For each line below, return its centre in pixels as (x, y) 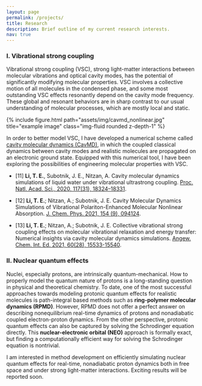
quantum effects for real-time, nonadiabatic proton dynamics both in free (98, 363)
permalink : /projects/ (35, 18)
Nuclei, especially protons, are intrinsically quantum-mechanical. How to (97, 274)
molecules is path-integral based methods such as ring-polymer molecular (101, 300)
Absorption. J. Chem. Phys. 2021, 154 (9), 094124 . (78, 213)
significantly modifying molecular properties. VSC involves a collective (95, 82)
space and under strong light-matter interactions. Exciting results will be (97, 370)
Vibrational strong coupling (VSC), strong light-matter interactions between (100, 69)
